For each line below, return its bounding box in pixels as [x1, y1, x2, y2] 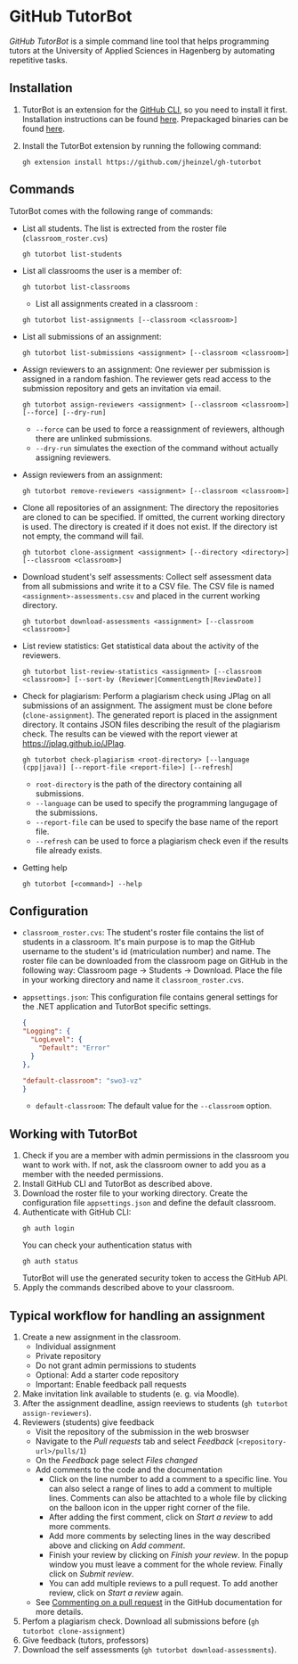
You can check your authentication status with [21, 1240, 193, 1250]
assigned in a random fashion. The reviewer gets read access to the [21, 373, 271, 384]
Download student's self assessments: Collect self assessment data [21, 571, 272, 581]
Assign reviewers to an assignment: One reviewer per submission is [21, 364, 270, 375]
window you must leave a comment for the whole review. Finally [48, 1559, 283, 1569]
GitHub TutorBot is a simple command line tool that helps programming [9, 36, 270, 46]
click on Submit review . [48, 1569, 134, 1579]
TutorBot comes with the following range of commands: [9, 205, 213, 216]
